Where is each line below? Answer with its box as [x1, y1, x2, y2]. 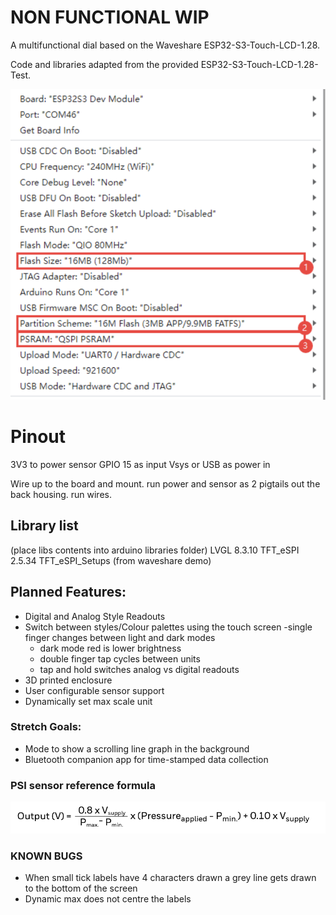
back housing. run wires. [10, 488, 112, 500]
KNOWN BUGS [10, 849, 83, 863]
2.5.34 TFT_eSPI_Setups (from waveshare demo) [10, 554, 212, 566]
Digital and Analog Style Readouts [24, 610, 166, 622]
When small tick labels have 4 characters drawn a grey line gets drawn [24, 872, 317, 884]
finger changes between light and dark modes [24, 631, 216, 643]
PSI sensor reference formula [10, 778, 156, 792]
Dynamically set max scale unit [24, 695, 153, 707]
